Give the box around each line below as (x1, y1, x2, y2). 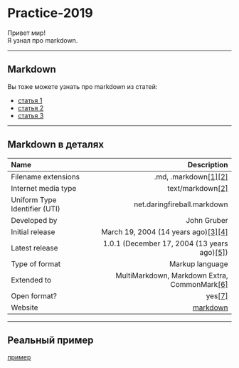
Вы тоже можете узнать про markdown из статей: (7, 82, 158, 90)
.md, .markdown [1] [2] (154, 172, 228, 182)
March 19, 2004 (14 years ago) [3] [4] (101, 226, 228, 236)
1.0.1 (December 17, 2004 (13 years (102, 238, 228, 248)
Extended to (11, 275, 52, 285)
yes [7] (206, 290, 228, 300)
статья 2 (17, 103, 44, 112)
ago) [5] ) (199, 247, 228, 257)
